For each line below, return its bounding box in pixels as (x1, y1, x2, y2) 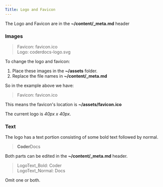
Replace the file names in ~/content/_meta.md (12, 73, 107, 79)
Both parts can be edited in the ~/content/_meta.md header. (5, 153, 128, 159)
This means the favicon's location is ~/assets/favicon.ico (5, 101, 122, 107)
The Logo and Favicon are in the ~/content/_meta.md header (5, 21, 130, 26)
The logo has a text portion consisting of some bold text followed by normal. (5, 134, 159, 140)
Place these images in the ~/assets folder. (12, 68, 98, 74)
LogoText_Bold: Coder (17, 163, 62, 168)
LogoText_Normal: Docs (17, 168, 65, 174)
